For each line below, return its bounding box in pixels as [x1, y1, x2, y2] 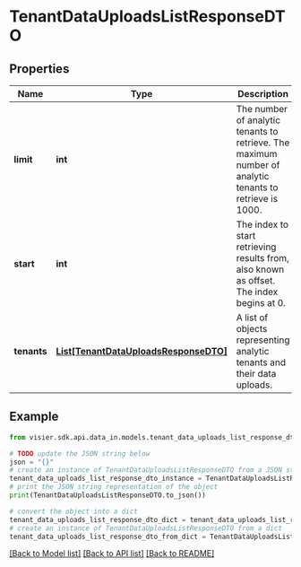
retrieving [236, 240, 277, 253]
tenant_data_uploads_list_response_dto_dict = [9, 515, 186, 524]
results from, [236, 252, 289, 264]
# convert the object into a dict [9, 507, 139, 516]
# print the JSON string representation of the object [9, 483, 219, 492]
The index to [236, 218, 289, 231]
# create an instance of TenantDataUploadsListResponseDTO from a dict [9, 523, 282, 533]
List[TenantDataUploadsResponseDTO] [56, 345, 228, 357]
